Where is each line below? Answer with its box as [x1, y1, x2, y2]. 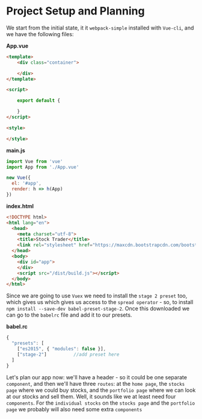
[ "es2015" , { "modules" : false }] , [17, 346, 106, 352]
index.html [6, 202, 34, 209]
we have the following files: [6, 30, 74, 37]
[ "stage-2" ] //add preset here [17, 351, 120, 358]
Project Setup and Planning [6, 4, 145, 18]
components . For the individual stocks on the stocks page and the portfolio [6, 399, 195, 406]
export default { [17, 98, 61, 104]
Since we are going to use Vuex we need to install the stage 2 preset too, [6, 292, 188, 299]
